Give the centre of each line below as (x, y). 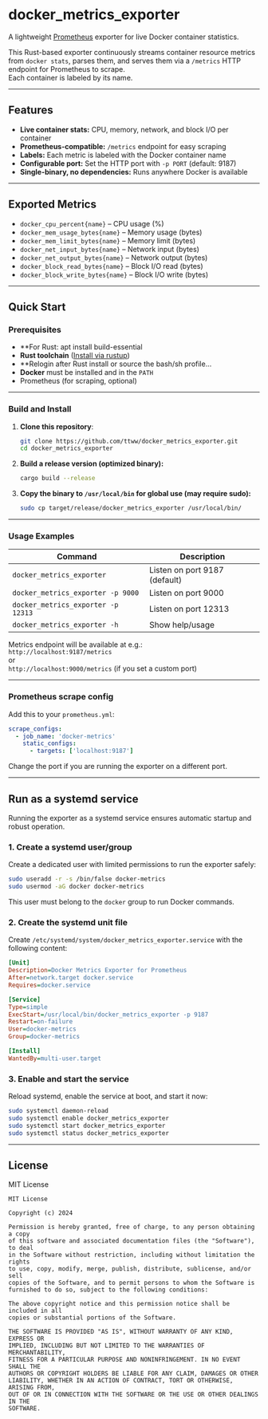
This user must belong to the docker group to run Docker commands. (122, 902)
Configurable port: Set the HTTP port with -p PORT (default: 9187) (128, 163)
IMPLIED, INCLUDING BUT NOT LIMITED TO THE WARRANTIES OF (106, 1346)
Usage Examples (41, 536)
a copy (19, 1234)
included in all (35, 1311)
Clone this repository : (57, 426)
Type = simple (28, 1007)
